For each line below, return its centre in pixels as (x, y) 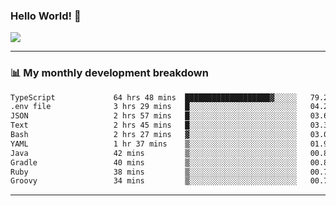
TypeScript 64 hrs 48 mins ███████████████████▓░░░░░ (154, 97)
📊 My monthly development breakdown (109, 73)
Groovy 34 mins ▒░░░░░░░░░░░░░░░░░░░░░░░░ (154, 181)
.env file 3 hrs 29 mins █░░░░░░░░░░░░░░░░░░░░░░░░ (154, 107)
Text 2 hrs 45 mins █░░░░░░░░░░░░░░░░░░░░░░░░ (154, 125)
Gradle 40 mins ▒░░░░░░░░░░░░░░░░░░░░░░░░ (154, 162)
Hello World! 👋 (46, 16)
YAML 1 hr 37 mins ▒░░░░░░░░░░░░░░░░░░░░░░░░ (154, 144)
